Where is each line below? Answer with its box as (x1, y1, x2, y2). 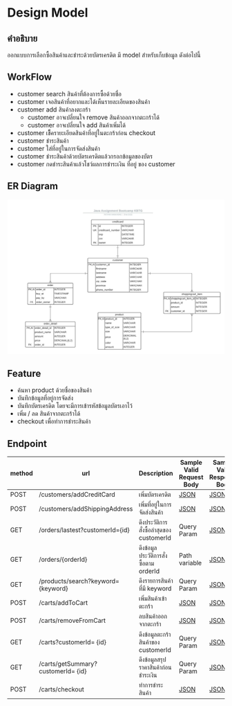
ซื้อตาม (138, 559, 155, 567)
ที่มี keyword (138, 584, 172, 592)
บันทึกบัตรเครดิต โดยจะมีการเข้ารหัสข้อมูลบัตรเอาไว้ (17, 402, 133, 410)
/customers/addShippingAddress (39, 504, 133, 513)
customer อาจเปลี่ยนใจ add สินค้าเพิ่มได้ (27, 121, 126, 129)
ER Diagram (7, 180, 59, 192)
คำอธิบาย (7, 33, 38, 44)
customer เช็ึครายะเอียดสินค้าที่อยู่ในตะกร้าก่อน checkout (17, 128, 156, 136)
